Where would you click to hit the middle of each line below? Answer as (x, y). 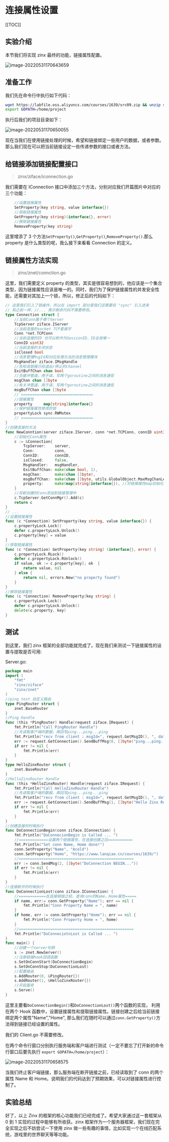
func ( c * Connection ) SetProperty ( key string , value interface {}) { (78, 521)
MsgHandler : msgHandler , (52, 465)
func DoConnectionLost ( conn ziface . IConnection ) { (59, 892)
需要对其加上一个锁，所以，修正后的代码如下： (67, 296)
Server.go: (16, 661)
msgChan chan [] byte (36, 381)
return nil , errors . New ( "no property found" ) (72, 578)
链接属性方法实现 (32, 260)
